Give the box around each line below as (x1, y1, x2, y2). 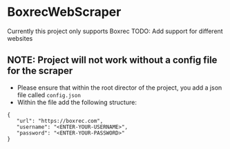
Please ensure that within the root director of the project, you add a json (17, 83, 222, 92)
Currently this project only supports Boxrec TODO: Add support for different (7, 27, 223, 35)
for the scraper (7, 65, 73, 77)
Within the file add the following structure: (17, 98, 137, 106)
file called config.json (17, 90, 82, 99)
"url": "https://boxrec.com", (16, 117, 104, 124)
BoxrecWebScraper (7, 4, 122, 20)
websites (7, 34, 33, 42)
